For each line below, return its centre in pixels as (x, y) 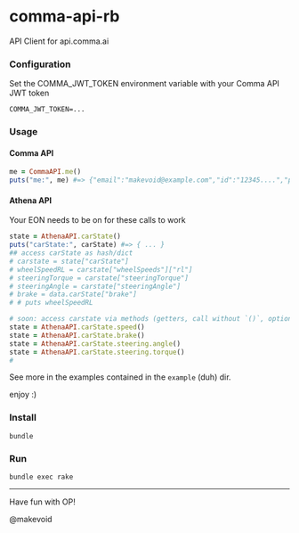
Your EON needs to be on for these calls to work (97, 220)
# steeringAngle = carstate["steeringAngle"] (95, 286)
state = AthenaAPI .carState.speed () (77, 327)
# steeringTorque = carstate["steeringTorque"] (99, 278)
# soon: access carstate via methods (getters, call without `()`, (137, 319)
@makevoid (31, 520)
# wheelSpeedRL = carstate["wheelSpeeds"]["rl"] (101, 269)
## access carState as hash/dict (71, 253)
